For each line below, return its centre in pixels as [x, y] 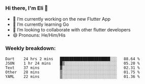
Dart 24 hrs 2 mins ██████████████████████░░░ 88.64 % [72, 59]
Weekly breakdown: [31, 49]
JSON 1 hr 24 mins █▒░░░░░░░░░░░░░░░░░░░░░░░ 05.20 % [72, 63]
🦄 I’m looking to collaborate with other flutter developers [71, 30]
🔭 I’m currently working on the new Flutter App [62, 19]
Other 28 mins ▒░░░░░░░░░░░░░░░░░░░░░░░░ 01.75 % [72, 72]
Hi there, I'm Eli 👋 [27, 8]
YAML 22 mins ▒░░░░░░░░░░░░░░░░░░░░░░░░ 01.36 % [72, 76]
